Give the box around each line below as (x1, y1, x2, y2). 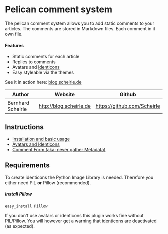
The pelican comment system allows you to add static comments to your (5, 20, 155, 26)
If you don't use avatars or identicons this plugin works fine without (5, 212, 144, 218)
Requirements (5, 161, 50, 170)
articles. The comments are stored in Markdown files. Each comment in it (5, 25, 156, 31)
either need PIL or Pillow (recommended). (5, 179, 91, 186)
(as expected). (5, 223, 35, 229)
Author (12, 91, 29, 98)
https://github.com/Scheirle (95, 103, 160, 110)
